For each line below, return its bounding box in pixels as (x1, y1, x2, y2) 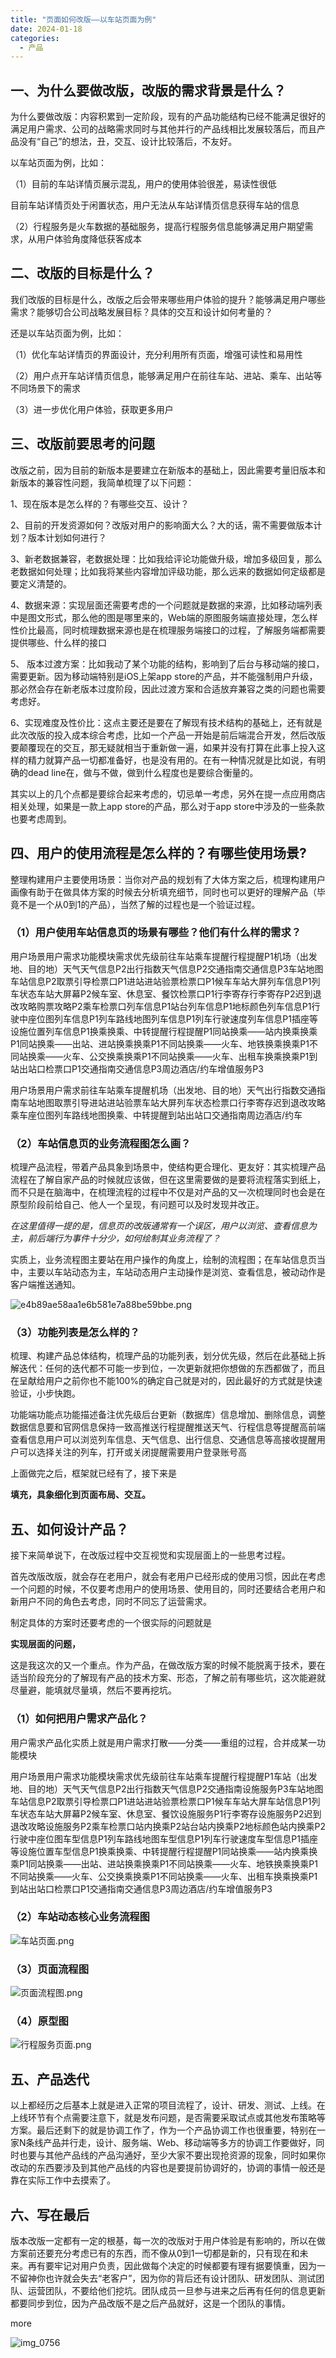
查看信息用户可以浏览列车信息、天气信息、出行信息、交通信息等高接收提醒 (10, 1434, 317, 1446)
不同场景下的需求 (10, 382, 81, 394)
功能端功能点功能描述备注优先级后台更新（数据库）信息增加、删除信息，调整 (10, 1409, 326, 1421)
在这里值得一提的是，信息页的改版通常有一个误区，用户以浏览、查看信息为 (10, 1220, 317, 1232)
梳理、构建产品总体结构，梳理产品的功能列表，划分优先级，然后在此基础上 (10, 1350, 317, 1362)
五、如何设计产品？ (10, 1521, 129, 1538)
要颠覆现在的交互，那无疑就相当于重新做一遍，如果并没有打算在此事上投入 (10, 741, 317, 753)
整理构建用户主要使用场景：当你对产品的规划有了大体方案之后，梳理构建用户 (10, 873, 326, 885)
